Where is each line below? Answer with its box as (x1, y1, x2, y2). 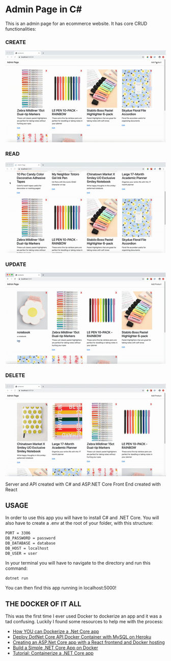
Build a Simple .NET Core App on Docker (12, 645, 98, 651)
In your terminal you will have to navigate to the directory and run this (5, 560, 151, 566)
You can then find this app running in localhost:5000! (5, 585, 117, 591)
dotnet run (5, 576, 28, 581)
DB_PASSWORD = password (5, 536, 56, 541)
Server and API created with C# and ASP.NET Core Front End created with (5, 481, 161, 487)
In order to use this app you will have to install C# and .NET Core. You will (5, 515, 159, 521)
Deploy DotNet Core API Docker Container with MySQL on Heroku (12, 634, 152, 640)
